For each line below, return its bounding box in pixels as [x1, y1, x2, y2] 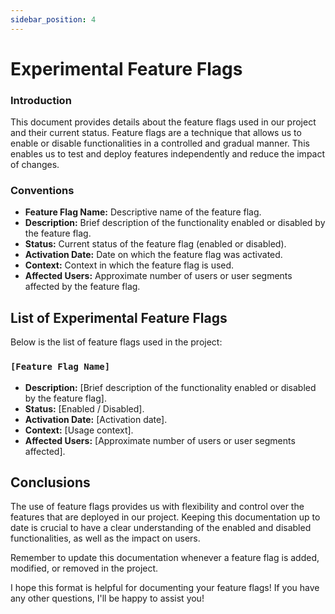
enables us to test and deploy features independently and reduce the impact [10, 148, 326, 160]
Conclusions [10, 474, 91, 491]
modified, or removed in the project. [10, 562, 159, 575]
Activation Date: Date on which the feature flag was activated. [24, 249, 283, 261]
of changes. [10, 159, 60, 171]
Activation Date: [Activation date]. [24, 413, 168, 425]
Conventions [10, 184, 75, 198]
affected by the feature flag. [24, 281, 141, 293]
